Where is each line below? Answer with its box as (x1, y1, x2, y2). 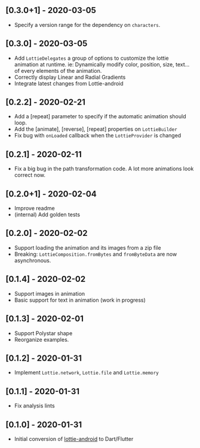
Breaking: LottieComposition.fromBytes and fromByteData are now (14, 250, 177, 257)
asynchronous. (14, 257, 51, 264)
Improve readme (14, 205, 55, 212)
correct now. (14, 171, 46, 179)
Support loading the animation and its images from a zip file (14, 244, 162, 251)
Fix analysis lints (14, 402, 55, 409)
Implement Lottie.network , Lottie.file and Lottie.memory (14, 369, 159, 376)
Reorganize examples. (14, 336, 69, 343)
